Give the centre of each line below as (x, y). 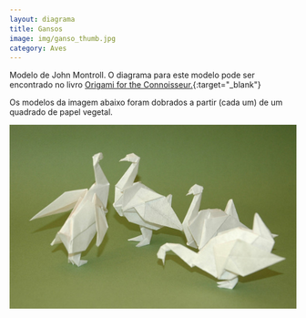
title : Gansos (36, 29)
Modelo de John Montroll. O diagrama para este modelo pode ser (132, 75)
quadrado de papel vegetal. (61, 112)
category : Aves (38, 48)
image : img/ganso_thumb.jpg (63, 38)
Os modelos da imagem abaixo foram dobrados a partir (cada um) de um (146, 103)
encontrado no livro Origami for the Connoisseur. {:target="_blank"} (135, 85)
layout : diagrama (42, 19)
